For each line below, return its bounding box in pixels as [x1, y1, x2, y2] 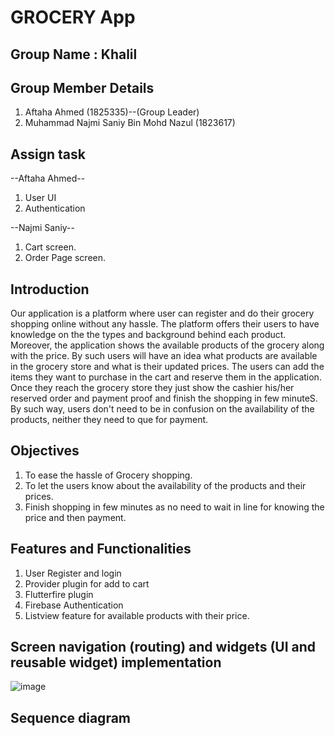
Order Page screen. [24, 252, 107, 264]
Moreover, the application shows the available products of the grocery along [10, 339, 325, 351]
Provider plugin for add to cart [24, 577, 150, 590]
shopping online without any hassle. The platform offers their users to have [10, 318, 320, 330]
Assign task [10, 146, 86, 163]
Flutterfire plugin [24, 588, 94, 600]
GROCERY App [10, 6, 136, 29]
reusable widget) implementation [10, 654, 222, 671]
